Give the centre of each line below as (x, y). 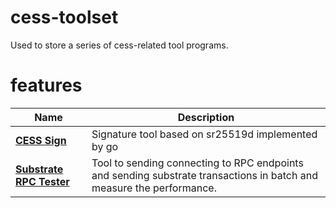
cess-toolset (64, 17)
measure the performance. (154, 188)
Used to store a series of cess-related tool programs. (119, 45)
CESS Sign (41, 140)
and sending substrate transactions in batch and (204, 175)
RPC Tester (42, 181)
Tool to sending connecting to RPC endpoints (197, 163)
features (46, 85)
